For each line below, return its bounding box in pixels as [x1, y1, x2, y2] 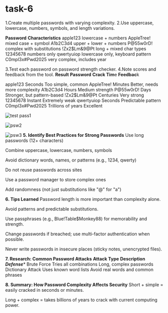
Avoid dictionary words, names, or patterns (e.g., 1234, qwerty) [5, 157, 137, 163]
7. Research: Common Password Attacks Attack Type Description [5, 255, 145, 262]
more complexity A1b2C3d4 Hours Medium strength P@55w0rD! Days [5, 86, 151, 92]
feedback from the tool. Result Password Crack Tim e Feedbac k [5, 71, 140, 77]
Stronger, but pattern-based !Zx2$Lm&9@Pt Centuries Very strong [5, 92, 144, 98]
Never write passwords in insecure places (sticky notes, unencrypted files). [5, 246, 162, 252]
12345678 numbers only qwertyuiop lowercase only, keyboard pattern [5, 51, 151, 57]
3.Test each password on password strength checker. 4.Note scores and [5, 66, 156, 72]
